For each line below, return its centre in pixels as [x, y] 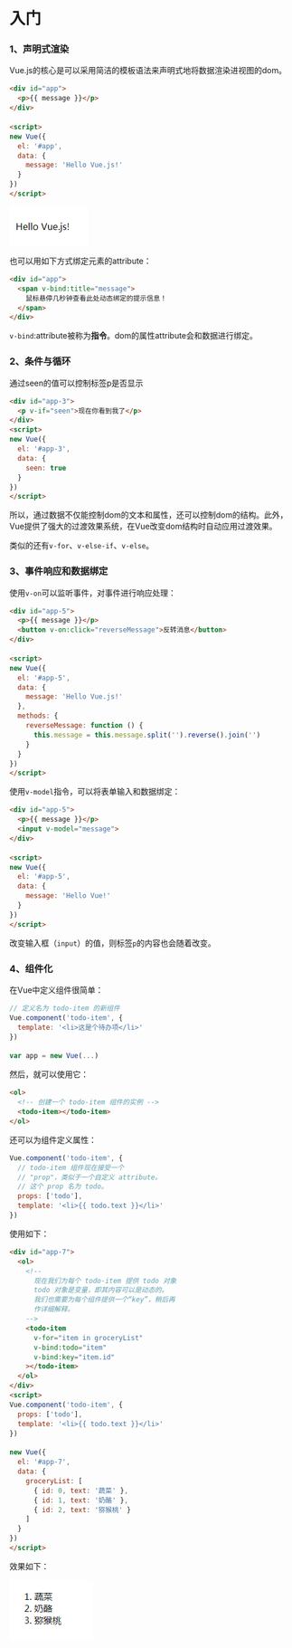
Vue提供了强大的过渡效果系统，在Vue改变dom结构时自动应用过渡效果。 [143, 527]
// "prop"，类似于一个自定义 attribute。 [90, 1177]
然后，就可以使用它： [49, 1074]
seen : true [46, 468]
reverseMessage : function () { [85, 726]
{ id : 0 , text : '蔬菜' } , [81, 1491]
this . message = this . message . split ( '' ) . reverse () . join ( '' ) [147, 735]
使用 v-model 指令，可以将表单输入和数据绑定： [95, 792]
